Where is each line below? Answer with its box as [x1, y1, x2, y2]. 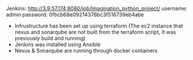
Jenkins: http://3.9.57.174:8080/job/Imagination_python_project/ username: [6, 5, 188, 12]
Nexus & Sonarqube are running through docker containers [14, 47, 158, 54]
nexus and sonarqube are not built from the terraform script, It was [14, 29, 177, 36]
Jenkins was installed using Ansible [14, 41, 101, 48]
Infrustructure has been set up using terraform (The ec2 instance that [14, 23, 183, 29]
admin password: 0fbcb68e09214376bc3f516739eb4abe [6, 11, 144, 18]
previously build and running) [14, 35, 86, 41]
